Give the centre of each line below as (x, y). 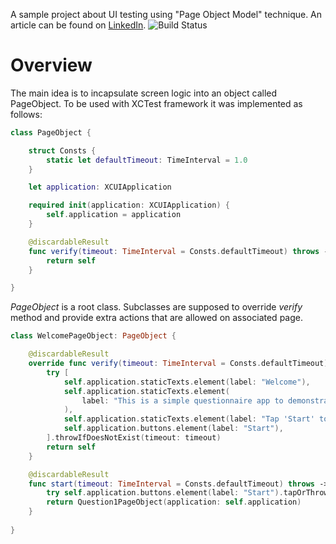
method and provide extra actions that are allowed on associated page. (156, 318)
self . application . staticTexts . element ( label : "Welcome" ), (187, 382)
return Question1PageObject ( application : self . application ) (174, 502)
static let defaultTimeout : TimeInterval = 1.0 (147, 160)
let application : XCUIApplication (100, 187)
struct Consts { (62, 150)
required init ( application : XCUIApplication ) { (129, 205)
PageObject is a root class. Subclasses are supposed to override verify (156, 307)
